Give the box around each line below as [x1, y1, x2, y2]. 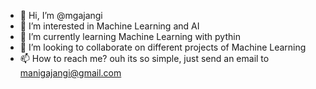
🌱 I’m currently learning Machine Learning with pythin [19, 31, 241, 42]
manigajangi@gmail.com [19, 67, 122, 79]
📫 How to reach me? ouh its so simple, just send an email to [19, 53, 270, 64]
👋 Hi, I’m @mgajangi [19, 10, 103, 21]
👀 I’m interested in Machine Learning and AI [19, 20, 200, 32]
